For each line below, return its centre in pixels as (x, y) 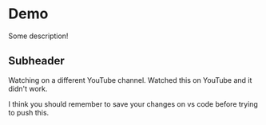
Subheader (37, 61)
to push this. (29, 112)
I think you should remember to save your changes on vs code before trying (133, 104)
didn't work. (28, 88)
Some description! (38, 36)
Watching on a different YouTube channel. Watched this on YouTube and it (130, 80)
